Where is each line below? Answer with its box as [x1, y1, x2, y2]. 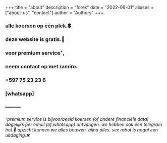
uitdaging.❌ [5, 132, 30, 138]
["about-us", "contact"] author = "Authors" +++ [5, 10, 104, 16]
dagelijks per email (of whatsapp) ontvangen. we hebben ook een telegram [5, 121, 162, 128]
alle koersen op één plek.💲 [5, 22, 71, 29]
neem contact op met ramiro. [5, 63, 78, 70]
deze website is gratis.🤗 [5, 35, 65, 42]
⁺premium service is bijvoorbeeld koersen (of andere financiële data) [5, 116, 149, 122]
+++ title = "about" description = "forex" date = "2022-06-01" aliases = [5, 5, 154, 10]
